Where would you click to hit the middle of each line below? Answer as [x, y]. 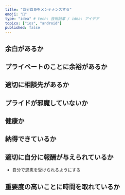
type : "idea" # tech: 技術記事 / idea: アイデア [52, 19]
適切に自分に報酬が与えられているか [59, 157]
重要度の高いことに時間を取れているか [62, 186]
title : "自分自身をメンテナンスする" [38, 10]
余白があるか [24, 49]
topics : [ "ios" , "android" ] [34, 23]
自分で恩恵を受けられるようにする [46, 170]
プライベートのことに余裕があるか [56, 67]
